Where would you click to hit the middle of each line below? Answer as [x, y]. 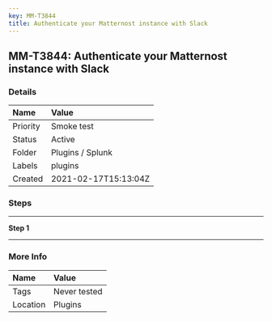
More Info [28, 257]
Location [29, 304]
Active [63, 140]
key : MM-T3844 [32, 16]
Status [25, 140]
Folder [25, 153]
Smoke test [73, 126]
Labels [25, 166]
